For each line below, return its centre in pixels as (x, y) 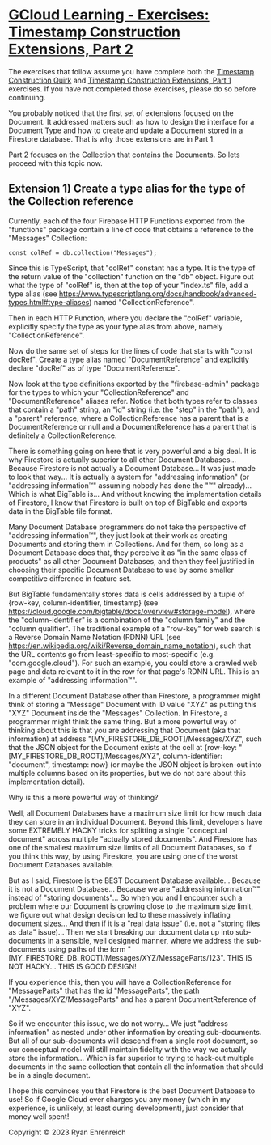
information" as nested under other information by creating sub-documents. (135, 1032)
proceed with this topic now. (55, 163)
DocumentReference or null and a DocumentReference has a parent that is (133, 426)
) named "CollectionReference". (142, 302)
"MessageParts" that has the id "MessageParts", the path (104, 990)
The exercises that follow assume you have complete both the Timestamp (131, 71)
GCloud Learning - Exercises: (109, 15)
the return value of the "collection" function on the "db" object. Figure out (131, 276)
